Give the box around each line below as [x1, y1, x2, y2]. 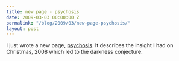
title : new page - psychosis [6, 8, 80, 15]
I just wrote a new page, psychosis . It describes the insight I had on [6, 42, 174, 49]
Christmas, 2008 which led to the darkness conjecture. [6, 48, 143, 56]
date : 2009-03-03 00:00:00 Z [6, 14, 80, 20]
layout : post [6, 25, 39, 32]
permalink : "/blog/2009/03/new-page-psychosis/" [6, 20, 131, 26]
